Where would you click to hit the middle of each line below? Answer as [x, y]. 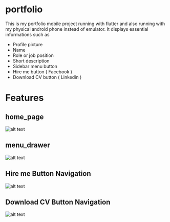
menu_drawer [28, 145]
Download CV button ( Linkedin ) [47, 77]
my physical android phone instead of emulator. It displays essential [77, 29]
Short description [31, 60]
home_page [25, 117]
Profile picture [28, 44]
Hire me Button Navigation [48, 174]
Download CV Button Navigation [58, 202]
